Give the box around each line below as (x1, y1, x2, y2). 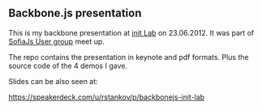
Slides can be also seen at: (8, 76, 99, 86)
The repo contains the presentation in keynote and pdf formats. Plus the (8, 52, 249, 61)
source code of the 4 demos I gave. (8, 61, 128, 70)
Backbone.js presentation (8, 6, 142, 20)
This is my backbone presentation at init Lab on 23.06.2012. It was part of (8, 27, 255, 37)
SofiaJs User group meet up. (8, 36, 105, 46)
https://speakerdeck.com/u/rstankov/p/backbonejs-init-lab (8, 92, 205, 102)
